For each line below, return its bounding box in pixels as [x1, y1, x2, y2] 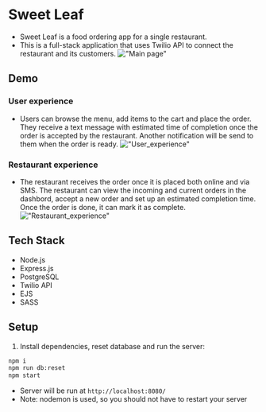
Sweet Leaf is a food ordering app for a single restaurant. [19, 32, 208, 41]
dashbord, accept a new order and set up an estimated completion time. [19, 193, 256, 204]
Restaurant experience [8, 159, 98, 170]
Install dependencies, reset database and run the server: [19, 341, 205, 351]
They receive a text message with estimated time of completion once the [19, 122, 258, 132]
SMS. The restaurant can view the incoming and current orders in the [19, 185, 247, 195]
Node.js [19, 255, 46, 264]
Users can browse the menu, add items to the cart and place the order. [19, 114, 252, 123]
